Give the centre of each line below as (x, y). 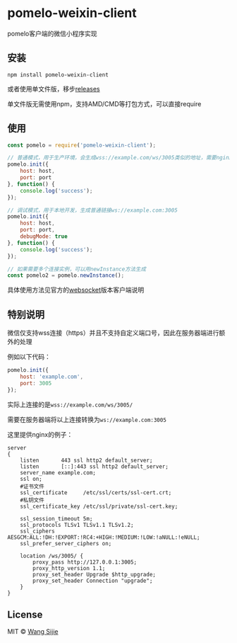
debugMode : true (44, 237)
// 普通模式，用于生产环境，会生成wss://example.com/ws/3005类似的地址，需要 (112, 158)
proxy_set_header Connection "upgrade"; (93, 581)
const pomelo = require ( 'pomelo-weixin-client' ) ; (82, 145)
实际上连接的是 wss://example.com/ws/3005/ (70, 404)
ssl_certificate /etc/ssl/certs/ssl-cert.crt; (96, 493)
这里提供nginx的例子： (40, 434)
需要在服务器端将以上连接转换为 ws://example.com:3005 (87, 419)
